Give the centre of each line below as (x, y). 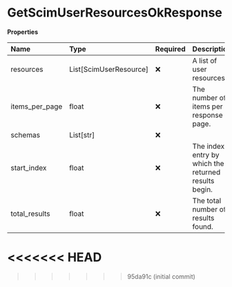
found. (203, 226)
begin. (202, 189)
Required (171, 48)
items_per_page (37, 107)
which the (208, 163)
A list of (205, 60)
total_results (30, 214)
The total (207, 201)
